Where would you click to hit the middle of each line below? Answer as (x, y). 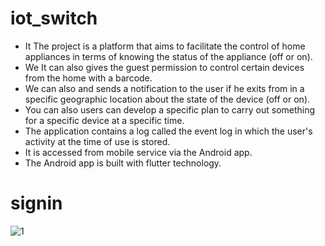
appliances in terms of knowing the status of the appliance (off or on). (168, 56)
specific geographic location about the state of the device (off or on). (167, 99)
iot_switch (54, 18)
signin (36, 203)
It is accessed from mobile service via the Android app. (138, 152)
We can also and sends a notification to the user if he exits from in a (164, 88)
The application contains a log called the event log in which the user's (168, 131)
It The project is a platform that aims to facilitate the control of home (165, 46)
